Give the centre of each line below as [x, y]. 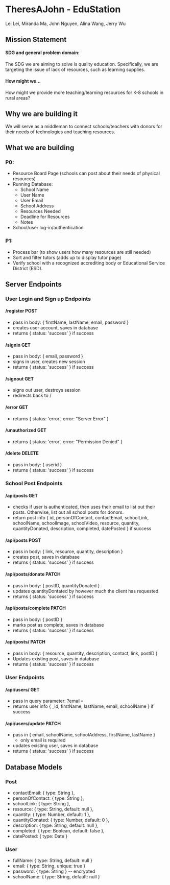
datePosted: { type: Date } [40, 836]
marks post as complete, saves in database [58, 625]
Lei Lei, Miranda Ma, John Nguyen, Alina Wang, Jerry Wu [66, 23]
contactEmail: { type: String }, [44, 793]
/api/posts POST [23, 540]
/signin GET [18, 345]
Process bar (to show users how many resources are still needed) [82, 252]
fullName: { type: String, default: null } [53, 860]
